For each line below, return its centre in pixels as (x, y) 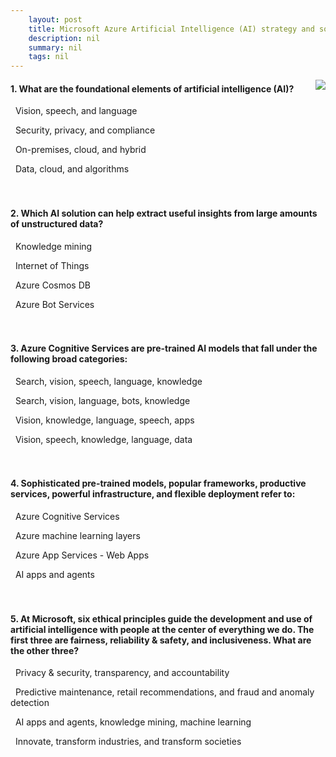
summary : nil (55, 47)
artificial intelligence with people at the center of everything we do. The (162, 629)
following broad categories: (69, 359)
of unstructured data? (57, 223)
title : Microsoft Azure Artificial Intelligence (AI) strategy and (171, 29)
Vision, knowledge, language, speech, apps (104, 420)
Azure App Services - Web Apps (82, 555)
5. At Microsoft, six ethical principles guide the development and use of (161, 618)
